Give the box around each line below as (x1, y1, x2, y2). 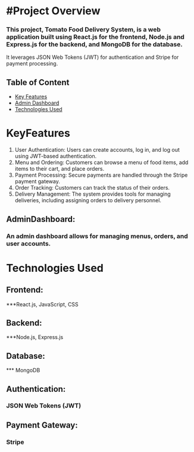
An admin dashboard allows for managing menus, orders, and (6, 232, 189, 240)
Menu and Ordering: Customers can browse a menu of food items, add (14, 159, 189, 166)
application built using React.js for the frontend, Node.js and (6, 33, 184, 41)
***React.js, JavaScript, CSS (6, 300, 79, 307)
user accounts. (6, 239, 51, 247)
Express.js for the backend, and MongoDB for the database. (6, 40, 183, 49)
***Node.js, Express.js (6, 334, 64, 341)
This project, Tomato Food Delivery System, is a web (6, 26, 161, 34)
